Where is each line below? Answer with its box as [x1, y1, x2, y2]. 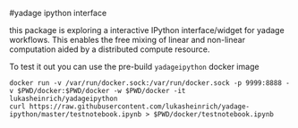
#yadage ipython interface [9, 8, 107, 18]
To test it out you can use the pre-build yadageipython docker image [9, 62, 260, 72]
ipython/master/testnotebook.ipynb [9, 110, 142, 119]
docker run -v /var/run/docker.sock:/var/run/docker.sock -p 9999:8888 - [9, 79, 291, 88]
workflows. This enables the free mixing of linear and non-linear [9, 35, 246, 45]
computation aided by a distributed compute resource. [9, 44, 210, 55]
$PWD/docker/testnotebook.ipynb [153, 110, 275, 119]
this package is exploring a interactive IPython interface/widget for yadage [9, 25, 285, 35]
